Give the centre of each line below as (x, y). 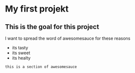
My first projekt (37, 9)
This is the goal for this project (52, 27)
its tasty (20, 48)
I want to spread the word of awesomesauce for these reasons (68, 38)
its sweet (21, 53)
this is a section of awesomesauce (41, 67)
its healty (21, 58)
